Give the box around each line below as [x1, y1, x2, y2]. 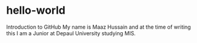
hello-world [6, 4, 66, 17]
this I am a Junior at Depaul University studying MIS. [6, 29, 136, 36]
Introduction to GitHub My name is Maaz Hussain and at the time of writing [6, 23, 191, 30]
